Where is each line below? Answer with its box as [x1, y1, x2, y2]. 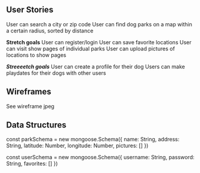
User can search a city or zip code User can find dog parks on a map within [6, 20, 193, 28]
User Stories [6, 5, 54, 15]
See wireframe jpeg [6, 102, 55, 110]
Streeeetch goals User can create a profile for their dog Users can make [6, 63, 185, 70]
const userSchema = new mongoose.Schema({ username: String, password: [6, 154, 195, 161]
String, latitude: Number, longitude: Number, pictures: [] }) [6, 142, 149, 149]
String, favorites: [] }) [6, 160, 58, 167]
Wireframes [6, 87, 52, 97]
